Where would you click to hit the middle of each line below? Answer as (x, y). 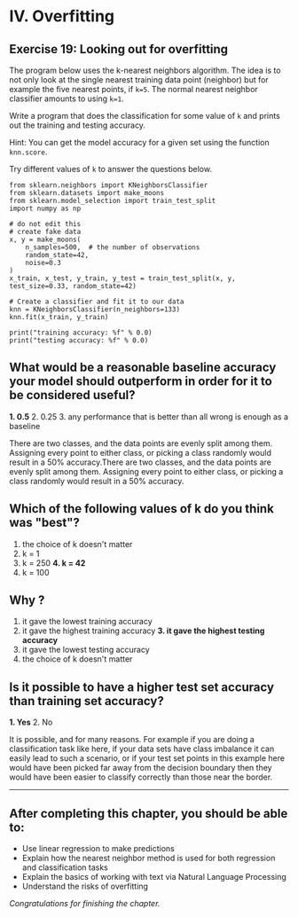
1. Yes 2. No (31, 722)
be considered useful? (72, 395)
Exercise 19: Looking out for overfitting (119, 49)
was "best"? (44, 523)
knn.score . (28, 152)
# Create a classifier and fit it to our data (97, 302)
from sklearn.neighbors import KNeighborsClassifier (109, 185)
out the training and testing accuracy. (78, 125)
